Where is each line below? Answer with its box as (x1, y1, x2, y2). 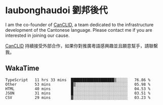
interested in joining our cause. (5, 32, 70, 38)
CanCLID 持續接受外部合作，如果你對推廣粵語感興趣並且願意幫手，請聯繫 (5, 42, 158, 48)
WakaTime (5, 64, 39, 73)
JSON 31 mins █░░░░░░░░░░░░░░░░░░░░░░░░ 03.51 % (5, 90, 151, 96)
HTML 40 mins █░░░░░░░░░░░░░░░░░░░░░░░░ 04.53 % (5, 86, 151, 91)
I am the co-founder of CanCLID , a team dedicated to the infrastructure (5, 21, 154, 28)
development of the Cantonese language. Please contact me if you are (5, 27, 153, 33)
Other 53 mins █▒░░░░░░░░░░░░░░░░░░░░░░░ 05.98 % (5, 82, 151, 87)
